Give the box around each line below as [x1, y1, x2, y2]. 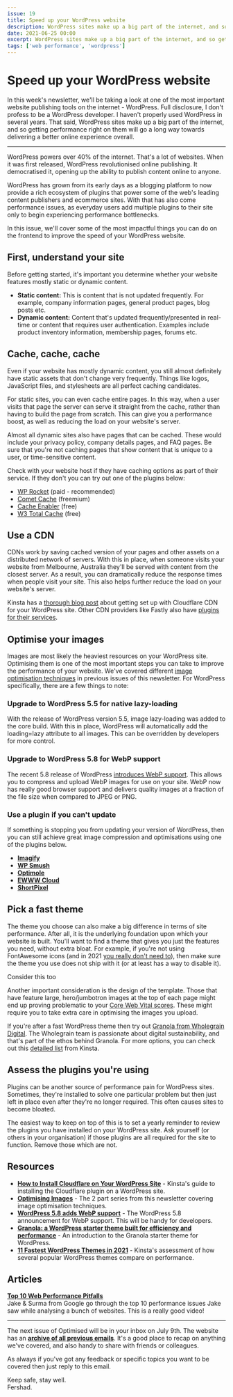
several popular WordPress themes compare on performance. [17, 1253, 194, 1261]
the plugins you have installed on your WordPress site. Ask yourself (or [7, 1125, 209, 1134]
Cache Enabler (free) [17, 502, 78, 510]
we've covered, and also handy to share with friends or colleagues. [7, 1341, 199, 1350]
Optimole [17, 868, 45, 877]
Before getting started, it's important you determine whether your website [7, 270, 218, 279]
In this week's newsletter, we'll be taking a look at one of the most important [7, 95, 225, 104]
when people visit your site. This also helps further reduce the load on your [7, 577, 222, 586]
